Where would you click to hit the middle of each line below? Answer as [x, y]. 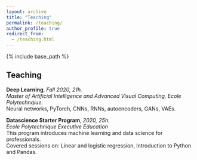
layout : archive [26, 12]
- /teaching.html [33, 39]
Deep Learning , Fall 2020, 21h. [44, 90]
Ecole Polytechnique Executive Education [57, 127]
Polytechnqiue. [25, 102]
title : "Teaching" [29, 17]
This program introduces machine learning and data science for [84, 133]
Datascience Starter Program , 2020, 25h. [58, 120]
